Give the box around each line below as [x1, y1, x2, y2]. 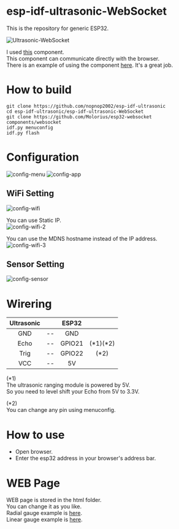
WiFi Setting [6, 188, 54, 199]
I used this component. [6, 48, 64, 56]
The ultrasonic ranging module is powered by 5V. [6, 381, 131, 389]
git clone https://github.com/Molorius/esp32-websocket [6, 113, 152, 120]
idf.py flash [6, 130, 40, 136]
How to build [6, 83, 72, 97]
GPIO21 [60, 339, 84, 348]
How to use [6, 428, 65, 442]
